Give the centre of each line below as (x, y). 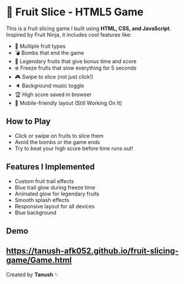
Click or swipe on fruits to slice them (59, 136)
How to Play (29, 121)
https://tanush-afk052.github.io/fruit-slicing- (92, 251)
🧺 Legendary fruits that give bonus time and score (75, 61)
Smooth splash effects (42, 200)
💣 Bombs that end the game (49, 53)
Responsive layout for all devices (55, 206)
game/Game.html (39, 260)
